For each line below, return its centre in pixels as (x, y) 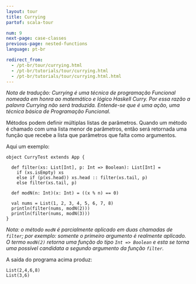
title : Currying (26, 17)
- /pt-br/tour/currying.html (47, 65)
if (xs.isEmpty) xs (40, 173)
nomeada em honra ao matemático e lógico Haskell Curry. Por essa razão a (98, 99)
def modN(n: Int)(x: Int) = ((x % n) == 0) (65, 193)
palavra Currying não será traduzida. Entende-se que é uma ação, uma (93, 105)
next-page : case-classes (36, 39)
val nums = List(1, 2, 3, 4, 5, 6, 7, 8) (63, 203)
